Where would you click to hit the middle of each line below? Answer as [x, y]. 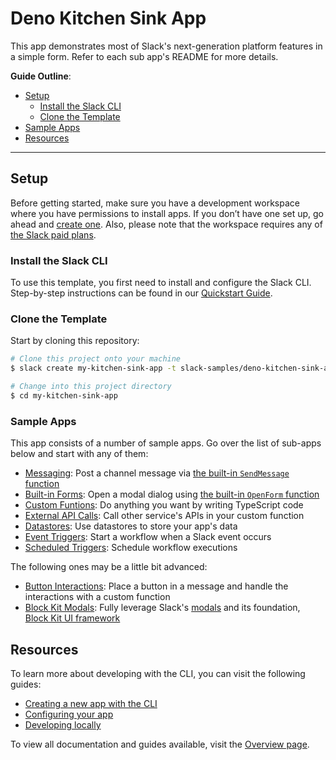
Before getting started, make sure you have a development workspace [155, 203]
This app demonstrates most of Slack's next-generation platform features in [166, 46]
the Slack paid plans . [53, 234]
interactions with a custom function [97, 597]
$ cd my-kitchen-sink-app [64, 395]
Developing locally [63, 724]
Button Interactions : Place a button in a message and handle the [156, 586]
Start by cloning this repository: [75, 341]
